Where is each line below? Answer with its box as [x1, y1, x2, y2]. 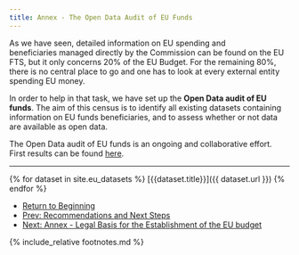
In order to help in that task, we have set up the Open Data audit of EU [9, 93, 267, 103]
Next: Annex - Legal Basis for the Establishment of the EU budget [21, 219, 263, 230]
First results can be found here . [9, 148, 125, 159]
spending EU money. [9, 75, 86, 86]
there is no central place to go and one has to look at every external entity [9, 66, 280, 77]
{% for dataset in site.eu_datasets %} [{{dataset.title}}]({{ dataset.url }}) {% [9, 173, 286, 184]
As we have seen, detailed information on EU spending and [9, 37, 226, 48]
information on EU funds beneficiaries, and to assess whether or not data [9, 111, 279, 122]
